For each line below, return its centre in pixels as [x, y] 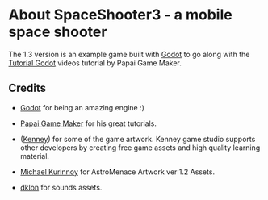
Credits [27, 88]
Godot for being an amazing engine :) [82, 107]
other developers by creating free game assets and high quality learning [140, 148]
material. [35, 156]
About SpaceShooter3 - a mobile [120, 15]
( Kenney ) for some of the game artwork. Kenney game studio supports [138, 139]
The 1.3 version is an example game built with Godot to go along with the [129, 54]
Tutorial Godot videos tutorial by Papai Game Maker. [95, 63]
